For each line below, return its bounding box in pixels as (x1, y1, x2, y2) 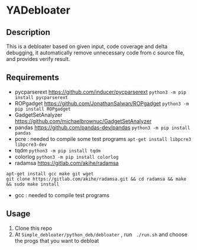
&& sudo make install (6, 181, 60, 187)
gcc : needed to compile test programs (14, 191, 109, 198)
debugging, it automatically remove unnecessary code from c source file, (6, 49, 185, 56)
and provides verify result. (6, 56, 70, 62)
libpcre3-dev (14, 142, 47, 148)
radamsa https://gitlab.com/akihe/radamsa (14, 159, 119, 166)
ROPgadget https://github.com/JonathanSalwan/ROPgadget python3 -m (14, 100, 189, 107)
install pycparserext (14, 94, 68, 101)
